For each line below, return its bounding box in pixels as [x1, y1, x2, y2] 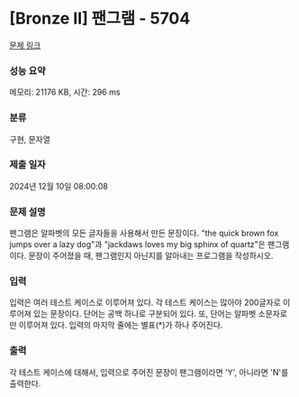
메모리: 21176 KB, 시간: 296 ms [9, 87, 121, 97]
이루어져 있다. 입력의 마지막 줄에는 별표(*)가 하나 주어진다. [18, 319, 223, 330]
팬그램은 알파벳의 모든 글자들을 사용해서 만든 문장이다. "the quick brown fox [9, 227, 279, 239]
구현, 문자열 [9, 134, 51, 144]
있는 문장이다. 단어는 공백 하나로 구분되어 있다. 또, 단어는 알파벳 [32, 309, 257, 319]
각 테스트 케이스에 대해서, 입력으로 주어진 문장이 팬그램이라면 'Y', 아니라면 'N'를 [9, 366, 289, 377]
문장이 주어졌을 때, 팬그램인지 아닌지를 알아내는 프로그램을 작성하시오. [28, 250, 274, 262]
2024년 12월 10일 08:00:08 [9, 180, 108, 191]
